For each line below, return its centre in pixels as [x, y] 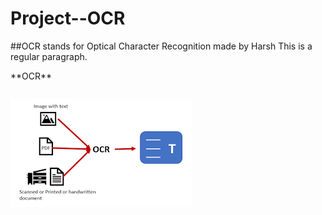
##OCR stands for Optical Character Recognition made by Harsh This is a [161, 46]
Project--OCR [68, 18]
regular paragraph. [49, 56]
